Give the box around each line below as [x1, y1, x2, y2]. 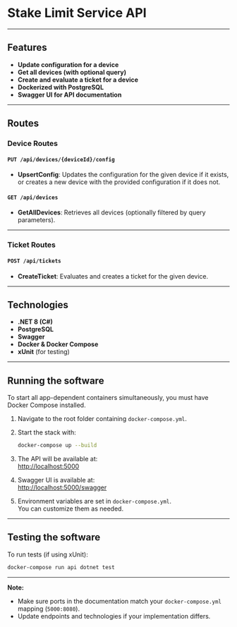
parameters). [17, 216, 56, 224]
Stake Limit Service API [7, 5, 147, 21]
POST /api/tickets [7, 257, 61, 264]
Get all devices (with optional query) [17, 68, 127, 76]
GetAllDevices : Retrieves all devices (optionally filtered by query [17, 208, 206, 217]
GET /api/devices [7, 194, 59, 201]
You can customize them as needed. [17, 504, 124, 513]
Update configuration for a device [17, 60, 119, 68]
